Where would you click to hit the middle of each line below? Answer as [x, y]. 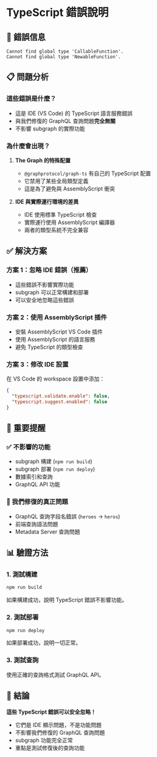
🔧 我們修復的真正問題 [37, 502]
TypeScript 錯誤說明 [58, 13]
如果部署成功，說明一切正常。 [44, 643]
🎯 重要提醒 [26, 428]
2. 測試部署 [23, 617]
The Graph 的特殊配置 [43, 160]
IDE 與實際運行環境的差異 [47, 201]
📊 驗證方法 [27, 553]
